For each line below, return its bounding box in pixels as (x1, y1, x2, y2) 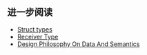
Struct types (17, 25, 53, 33)
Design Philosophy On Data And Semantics (17, 40, 140, 48)
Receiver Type (17, 32, 59, 41)
